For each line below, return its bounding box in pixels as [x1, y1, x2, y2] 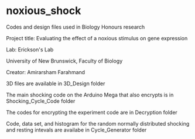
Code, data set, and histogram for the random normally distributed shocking [6, 120, 190, 127]
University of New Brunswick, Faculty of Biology [6, 57, 123, 64]
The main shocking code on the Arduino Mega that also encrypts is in [6, 91, 174, 98]
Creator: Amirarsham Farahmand [6, 68, 85, 75]
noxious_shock [6, 4, 81, 18]
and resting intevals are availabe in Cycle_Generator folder [6, 126, 147, 133]
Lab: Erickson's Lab [6, 46, 54, 53]
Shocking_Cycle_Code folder [6, 98, 76, 105]
